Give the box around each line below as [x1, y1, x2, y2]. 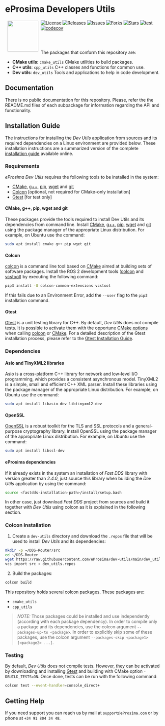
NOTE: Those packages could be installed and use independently [17, 613, 150, 619]
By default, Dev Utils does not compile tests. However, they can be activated [5, 663, 160, 669]
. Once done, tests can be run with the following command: [38, 674, 158, 680]
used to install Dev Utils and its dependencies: [12, 538, 106, 544]
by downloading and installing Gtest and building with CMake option [5, 668, 143, 674]
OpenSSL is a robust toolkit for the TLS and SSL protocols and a [5, 423, 135, 429]
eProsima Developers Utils [5, 3, 115, 15]
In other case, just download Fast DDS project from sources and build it [5, 499, 150, 505]
